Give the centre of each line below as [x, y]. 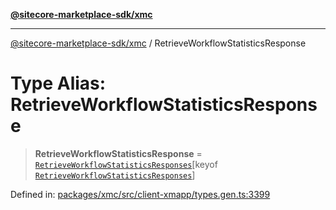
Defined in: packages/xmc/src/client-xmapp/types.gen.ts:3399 [140, 194]
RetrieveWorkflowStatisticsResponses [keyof [126, 164]
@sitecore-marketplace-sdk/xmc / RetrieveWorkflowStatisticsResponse [158, 43]
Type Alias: [58, 83]
